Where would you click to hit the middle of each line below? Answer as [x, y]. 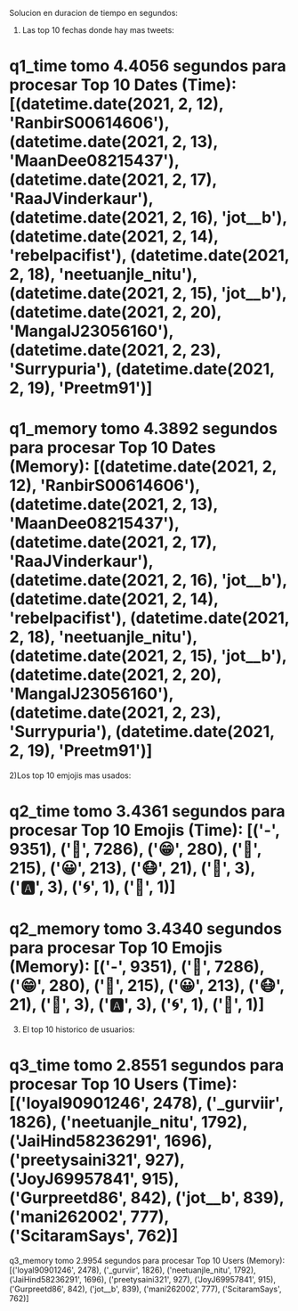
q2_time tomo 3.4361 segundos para [148, 811]
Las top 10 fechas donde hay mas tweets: [98, 30]
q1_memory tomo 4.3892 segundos [144, 429]
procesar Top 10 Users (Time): [123, 1084]
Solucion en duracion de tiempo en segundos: [93, 13]
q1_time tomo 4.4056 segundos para [148, 66]
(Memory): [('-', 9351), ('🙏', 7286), [137, 967]
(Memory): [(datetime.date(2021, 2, [143, 467]
